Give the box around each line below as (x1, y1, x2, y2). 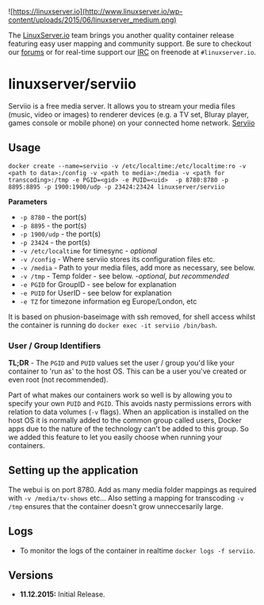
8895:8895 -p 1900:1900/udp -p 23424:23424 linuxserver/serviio (8, 182, 225, 191)
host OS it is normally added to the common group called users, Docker (8, 415, 242, 425)
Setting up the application (8, 464, 139, 477)
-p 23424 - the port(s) (19, 237, 90, 247)
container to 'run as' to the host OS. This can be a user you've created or (8, 366, 247, 376)
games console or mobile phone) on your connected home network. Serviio (8, 118, 255, 128)
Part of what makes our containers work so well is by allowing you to (8, 390, 232, 400)
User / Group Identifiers (8, 340, 101, 351)
